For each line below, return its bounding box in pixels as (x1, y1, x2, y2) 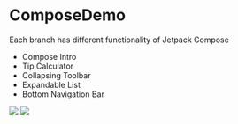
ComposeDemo (9, 5, 127, 26)
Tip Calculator (21, 61, 73, 71)
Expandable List (21, 79, 81, 90)
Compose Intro (21, 51, 77, 62)
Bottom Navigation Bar (21, 89, 104, 99)
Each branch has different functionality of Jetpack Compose (9, 34, 230, 45)
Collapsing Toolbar (21, 69, 91, 80)
